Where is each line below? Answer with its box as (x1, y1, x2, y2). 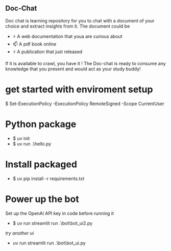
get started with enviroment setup (5, 84, 153, 95)
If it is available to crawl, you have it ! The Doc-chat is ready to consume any (5, 60, 166, 66)
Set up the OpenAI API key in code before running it (5, 210, 114, 216)
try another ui (5, 230, 34, 236)
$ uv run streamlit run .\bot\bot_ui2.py (12, 220, 93, 226)
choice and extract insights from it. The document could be (5, 23, 130, 29)
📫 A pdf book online (12, 41, 57, 47)
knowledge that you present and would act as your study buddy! (5, 66, 141, 72)
